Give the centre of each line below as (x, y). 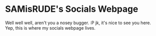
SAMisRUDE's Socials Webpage (72, 9)
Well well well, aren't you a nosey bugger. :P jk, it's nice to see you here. (78, 23)
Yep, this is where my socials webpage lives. (50, 28)
